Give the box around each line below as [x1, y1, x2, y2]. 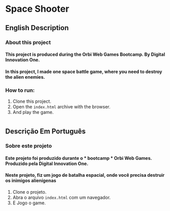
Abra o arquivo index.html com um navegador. [12, 194, 111, 200]
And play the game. [12, 109, 54, 115]
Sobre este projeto [5, 143, 52, 150]
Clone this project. [12, 98, 51, 104]
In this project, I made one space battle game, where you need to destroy [5, 68, 162, 75]
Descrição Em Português [5, 127, 86, 136]
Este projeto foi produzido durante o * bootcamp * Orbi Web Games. [5, 155, 152, 161]
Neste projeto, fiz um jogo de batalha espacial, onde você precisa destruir [5, 172, 165, 178]
